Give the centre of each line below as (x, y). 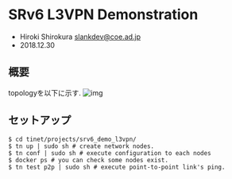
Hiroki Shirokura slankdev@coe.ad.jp (80, 37)
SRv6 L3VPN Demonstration (103, 15)
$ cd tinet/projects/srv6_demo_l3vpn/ (72, 139)
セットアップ (40, 121)
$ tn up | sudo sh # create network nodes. (81, 146)
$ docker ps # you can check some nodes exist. (89, 160)
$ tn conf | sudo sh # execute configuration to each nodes (110, 153)
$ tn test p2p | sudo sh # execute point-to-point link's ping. (117, 167)
